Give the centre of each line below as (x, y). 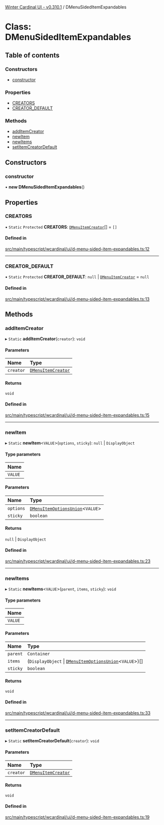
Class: (18, 27)
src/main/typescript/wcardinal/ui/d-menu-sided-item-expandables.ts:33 (78, 713)
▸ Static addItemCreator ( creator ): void (45, 339)
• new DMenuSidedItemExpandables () (45, 187)
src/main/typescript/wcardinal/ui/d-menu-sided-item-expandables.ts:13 (77, 299)
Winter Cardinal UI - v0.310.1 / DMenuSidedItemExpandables (66, 7)
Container (39, 654)
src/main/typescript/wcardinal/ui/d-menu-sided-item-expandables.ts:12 (77, 249)
